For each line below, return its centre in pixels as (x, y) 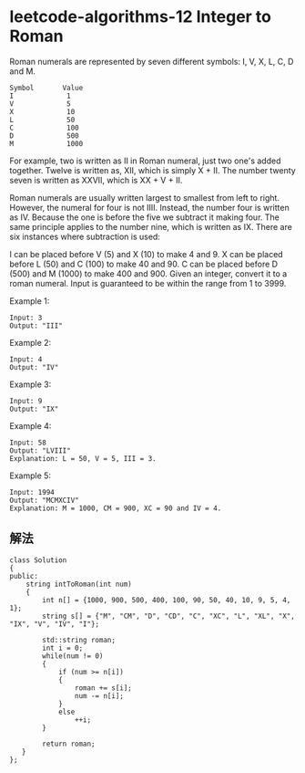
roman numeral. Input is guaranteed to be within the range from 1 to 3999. (148, 283)
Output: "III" (36, 326)
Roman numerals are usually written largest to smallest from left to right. (145, 197)
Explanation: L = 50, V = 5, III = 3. (83, 458)
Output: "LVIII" (40, 450)
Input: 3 (26, 318)
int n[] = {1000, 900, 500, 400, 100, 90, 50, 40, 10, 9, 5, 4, (167, 600)
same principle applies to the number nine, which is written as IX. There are (151, 226)
